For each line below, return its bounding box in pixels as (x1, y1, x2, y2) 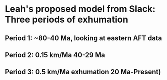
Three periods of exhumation (5, 14, 128, 25)
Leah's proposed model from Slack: (5, 3, 156, 15)
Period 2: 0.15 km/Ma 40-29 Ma (5, 51, 105, 59)
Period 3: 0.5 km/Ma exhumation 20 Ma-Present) (5, 68, 161, 76)
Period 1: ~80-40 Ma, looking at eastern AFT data (5, 34, 162, 42)
